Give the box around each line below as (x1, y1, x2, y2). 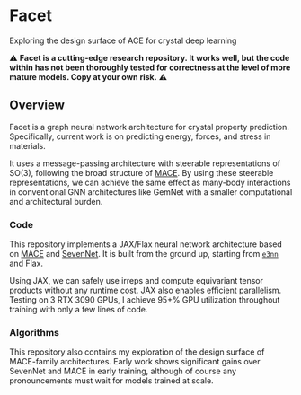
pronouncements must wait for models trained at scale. (9, 375, 214, 386)
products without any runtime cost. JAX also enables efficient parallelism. (9, 285, 282, 296)
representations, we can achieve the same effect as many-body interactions (9, 177, 291, 188)
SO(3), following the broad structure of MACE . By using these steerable (9, 167, 274, 178)
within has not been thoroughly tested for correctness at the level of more (9, 62, 291, 73)
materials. (9, 140, 47, 151)
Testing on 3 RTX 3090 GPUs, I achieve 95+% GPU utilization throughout (9, 294, 280, 305)
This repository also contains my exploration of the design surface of (9, 347, 265, 357)
